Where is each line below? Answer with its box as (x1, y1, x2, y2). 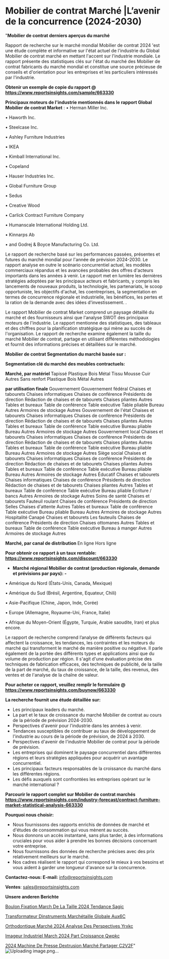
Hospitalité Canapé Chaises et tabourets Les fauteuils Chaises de (5, 514, 141, 520)
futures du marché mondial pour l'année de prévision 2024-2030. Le (5, 256, 148, 262)
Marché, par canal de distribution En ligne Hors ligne (5, 540, 117, 546)
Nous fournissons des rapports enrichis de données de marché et (12, 821, 150, 827)
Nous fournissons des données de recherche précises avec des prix (12, 848, 155, 854)
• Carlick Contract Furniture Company (5, 212, 84, 218)
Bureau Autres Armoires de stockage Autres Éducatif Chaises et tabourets (5, 471, 160, 477)
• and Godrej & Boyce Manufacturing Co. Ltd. (5, 241, 99, 247)
